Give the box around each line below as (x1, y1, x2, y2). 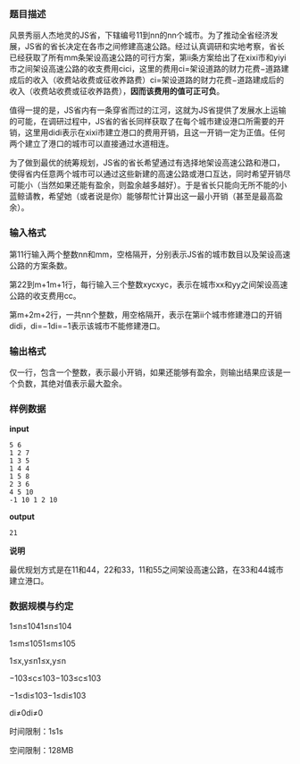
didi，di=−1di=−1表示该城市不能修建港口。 (9, 320, 165, 331)
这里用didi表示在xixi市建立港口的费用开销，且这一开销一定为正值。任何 (24, 127, 286, 138)
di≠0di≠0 (9, 708, 44, 718)
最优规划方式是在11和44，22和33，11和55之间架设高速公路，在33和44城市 (9, 565, 284, 575)
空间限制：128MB (9, 745, 74, 756)
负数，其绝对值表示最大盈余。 (16, 378, 127, 388)
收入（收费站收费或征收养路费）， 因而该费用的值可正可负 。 (9, 86, 225, 97)
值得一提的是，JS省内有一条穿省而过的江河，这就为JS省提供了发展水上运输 (9, 105, 287, 115)
